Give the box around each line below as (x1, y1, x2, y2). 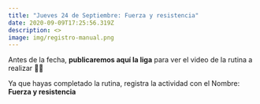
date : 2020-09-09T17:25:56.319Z (8, 19, 114, 27)
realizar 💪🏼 (8, 64, 44, 73)
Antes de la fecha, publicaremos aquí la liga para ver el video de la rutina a (8, 55, 253, 65)
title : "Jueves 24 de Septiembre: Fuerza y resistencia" (8, 11, 199, 20)
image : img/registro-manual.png (8, 33, 114, 42)
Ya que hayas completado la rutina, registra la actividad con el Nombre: (8, 79, 240, 88)
